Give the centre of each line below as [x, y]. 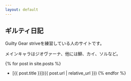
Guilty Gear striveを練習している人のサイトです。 [55, 43]
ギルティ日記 [24, 31]
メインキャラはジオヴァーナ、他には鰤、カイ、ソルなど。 [63, 54]
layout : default [22, 10]
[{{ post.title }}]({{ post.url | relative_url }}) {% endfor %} [69, 73]
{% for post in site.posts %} [33, 64]
